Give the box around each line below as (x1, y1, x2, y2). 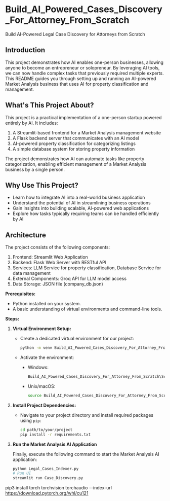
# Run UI (12, 471, 31, 476)
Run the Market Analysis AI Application (12, 441, 97, 447)
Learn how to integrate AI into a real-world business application (12, 194, 145, 201)
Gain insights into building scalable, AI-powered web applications (12, 205, 149, 211)
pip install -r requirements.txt (20, 432, 91, 437)
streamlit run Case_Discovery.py (12, 476, 83, 481)
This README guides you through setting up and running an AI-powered (5, 75, 156, 82)
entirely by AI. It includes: (5, 120, 58, 126)
